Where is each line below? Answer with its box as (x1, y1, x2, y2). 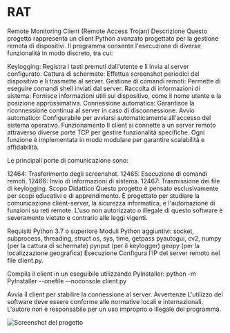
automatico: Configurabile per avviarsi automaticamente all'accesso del (7, 113, 211, 121)
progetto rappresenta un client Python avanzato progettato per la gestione (7, 34, 219, 42)
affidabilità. (7, 143, 39, 151)
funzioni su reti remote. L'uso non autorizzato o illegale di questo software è (7, 206, 223, 214)
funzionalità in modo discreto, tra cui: (7, 49, 113, 57)
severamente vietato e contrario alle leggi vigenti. (7, 213, 148, 221)
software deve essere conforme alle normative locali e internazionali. (7, 297, 204, 305)
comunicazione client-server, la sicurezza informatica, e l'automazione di (7, 199, 215, 207)
